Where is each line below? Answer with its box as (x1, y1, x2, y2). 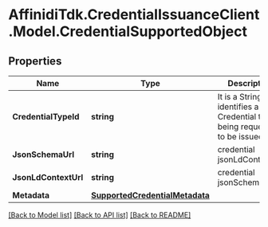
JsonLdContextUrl (12, 172, 84, 182)
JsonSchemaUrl (12, 149, 75, 160)
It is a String (217, 92, 262, 102)
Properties (8, 54, 62, 68)
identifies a (217, 101, 259, 112)
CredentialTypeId (12, 112, 80, 122)
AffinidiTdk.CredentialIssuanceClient (8, 6, 260, 24)
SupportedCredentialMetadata (90, 190, 210, 201)
